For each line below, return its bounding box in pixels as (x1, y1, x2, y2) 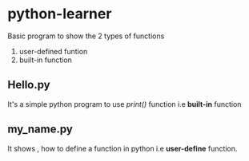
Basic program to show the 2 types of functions (7, 31, 165, 41)
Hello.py (7, 78, 50, 92)
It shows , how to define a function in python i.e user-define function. (7, 143, 238, 153)
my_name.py (7, 123, 73, 136)
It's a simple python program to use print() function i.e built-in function (7, 99, 242, 108)
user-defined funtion (18, 46, 88, 56)
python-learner (7, 5, 112, 23)
